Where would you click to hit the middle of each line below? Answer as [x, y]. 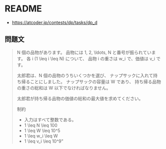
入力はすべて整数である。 [50, 120]
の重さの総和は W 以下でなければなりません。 [64, 88]
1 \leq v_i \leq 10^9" [44, 141]
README [23, 9]
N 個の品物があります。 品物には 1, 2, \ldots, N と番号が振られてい [84, 52]
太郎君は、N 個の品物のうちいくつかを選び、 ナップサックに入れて [85, 75]
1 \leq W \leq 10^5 [42, 131]
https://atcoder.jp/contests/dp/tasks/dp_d [55, 22]
